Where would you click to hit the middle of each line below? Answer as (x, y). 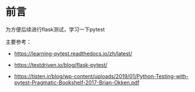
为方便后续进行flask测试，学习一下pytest (55, 29)
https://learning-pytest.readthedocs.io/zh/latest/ (73, 53)
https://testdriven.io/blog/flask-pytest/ (61, 64)
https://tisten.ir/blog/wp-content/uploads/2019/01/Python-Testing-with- (101, 76)
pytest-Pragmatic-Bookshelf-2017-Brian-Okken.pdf (77, 82)
